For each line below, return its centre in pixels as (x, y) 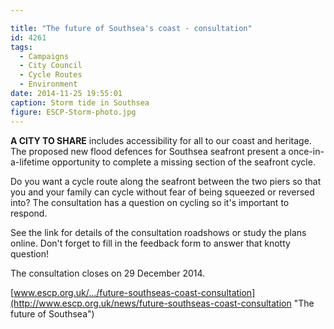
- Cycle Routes (51, 75)
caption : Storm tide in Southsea (80, 102)
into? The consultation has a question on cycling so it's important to (150, 202)
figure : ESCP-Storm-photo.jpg (73, 112)
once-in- (306, 151)
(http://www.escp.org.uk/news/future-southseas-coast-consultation (151, 303)
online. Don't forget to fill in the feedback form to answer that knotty (150, 243)
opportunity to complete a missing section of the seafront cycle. (183, 162)
